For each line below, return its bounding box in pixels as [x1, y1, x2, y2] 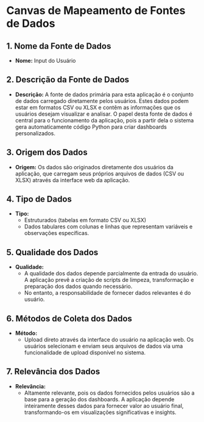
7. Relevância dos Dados [6, 367, 100, 377]
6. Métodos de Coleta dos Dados [6, 313, 133, 323]
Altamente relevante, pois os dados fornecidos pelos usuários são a [24, 389, 195, 396]
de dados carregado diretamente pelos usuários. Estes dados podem [15, 97, 189, 104]
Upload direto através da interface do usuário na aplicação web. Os [24, 336, 194, 343]
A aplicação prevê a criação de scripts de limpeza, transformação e [24, 276, 194, 284]
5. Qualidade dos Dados [6, 247, 99, 258]
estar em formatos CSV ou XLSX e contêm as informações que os [15, 104, 181, 111]
